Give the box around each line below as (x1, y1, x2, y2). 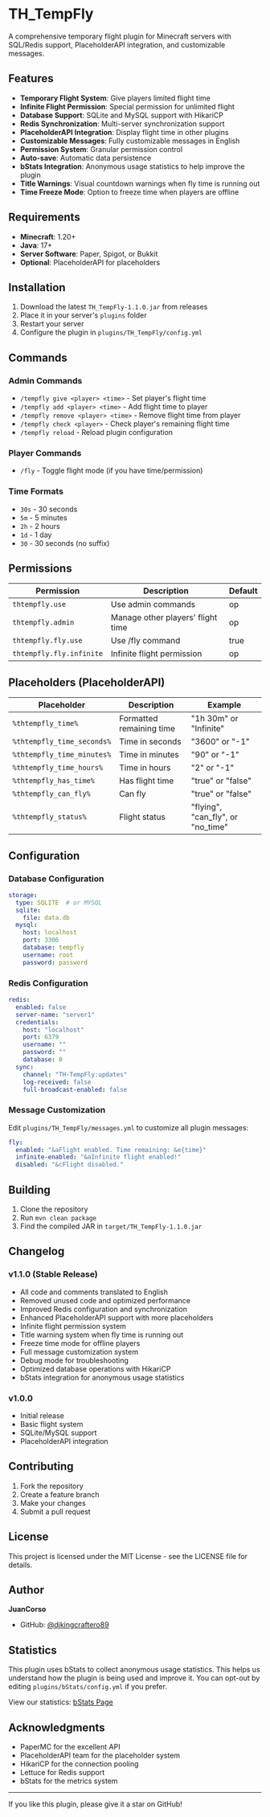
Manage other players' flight (111, 612, 218, 623)
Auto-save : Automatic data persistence (19, 153, 152, 162)
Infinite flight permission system (19, 1321, 127, 1331)
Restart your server (19, 319, 84, 329)
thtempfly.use (12, 600, 67, 609)
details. (8, 1560, 33, 1569)
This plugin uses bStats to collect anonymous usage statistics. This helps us (8, 1665, 261, 1675)
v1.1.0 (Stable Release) (8, 1269, 98, 1280)
